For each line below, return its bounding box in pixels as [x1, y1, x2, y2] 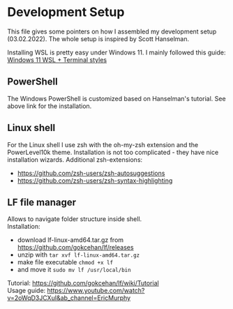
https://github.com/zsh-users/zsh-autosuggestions [17, 169, 165, 177]
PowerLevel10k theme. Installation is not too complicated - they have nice [7, 148, 219, 156]
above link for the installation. [7, 102, 92, 110]
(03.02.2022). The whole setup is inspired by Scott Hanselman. [7, 34, 190, 43]
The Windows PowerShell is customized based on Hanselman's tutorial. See [7, 94, 226, 103]
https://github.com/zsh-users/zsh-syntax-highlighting [17, 176, 173, 185]
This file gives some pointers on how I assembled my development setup [7, 27, 217, 36]
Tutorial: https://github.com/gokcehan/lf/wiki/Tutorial [7, 279, 159, 287]
